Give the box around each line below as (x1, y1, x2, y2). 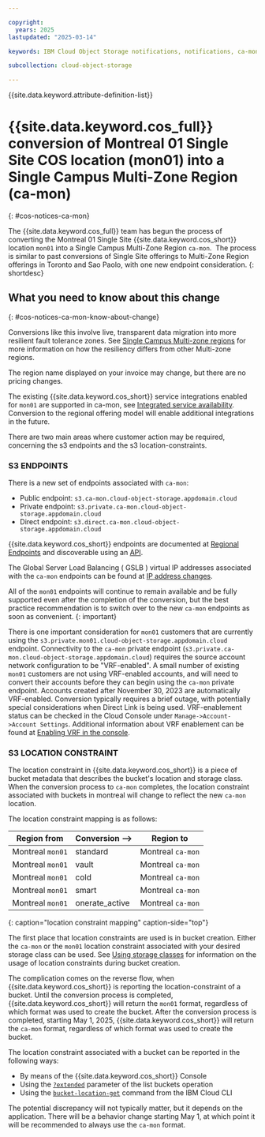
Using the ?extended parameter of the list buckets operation (19, 1079, 214, 1090)
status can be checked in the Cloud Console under (8, 711, 174, 721)
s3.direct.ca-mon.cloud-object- (73, 519, 180, 527)
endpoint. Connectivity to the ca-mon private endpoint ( (8, 644, 185, 654)
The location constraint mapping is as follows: (8, 814, 158, 824)
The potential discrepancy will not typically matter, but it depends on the (8, 1103, 243, 1113)
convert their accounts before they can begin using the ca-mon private (8, 677, 235, 687)
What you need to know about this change (8, 291, 220, 305)
